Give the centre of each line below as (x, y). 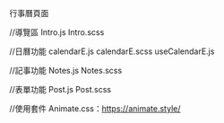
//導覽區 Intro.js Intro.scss (57, 32)
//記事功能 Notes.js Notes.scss (66, 70)
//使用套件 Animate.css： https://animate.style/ (95, 109)
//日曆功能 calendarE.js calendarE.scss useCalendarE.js (112, 51)
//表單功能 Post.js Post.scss (60, 89)
